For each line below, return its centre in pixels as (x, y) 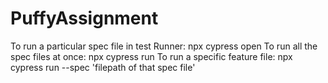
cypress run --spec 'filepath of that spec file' (103, 67)
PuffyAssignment (84, 18)
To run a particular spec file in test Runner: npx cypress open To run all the (164, 46)
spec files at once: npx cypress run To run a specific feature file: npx (151, 56)
